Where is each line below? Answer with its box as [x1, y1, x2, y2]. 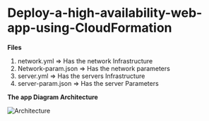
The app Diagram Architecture [7, 93, 99, 101]
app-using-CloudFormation [7, 20, 172, 36]
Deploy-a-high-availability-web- [7, 5, 203, 21]
